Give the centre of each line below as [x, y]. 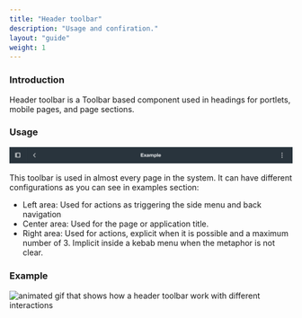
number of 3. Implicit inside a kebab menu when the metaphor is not [149, 243]
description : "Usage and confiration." [84, 28]
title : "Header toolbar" [56, 19]
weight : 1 [28, 48]
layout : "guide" [40, 38]
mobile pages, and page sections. [72, 109]
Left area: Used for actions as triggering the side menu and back [142, 205]
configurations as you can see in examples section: [104, 188]
